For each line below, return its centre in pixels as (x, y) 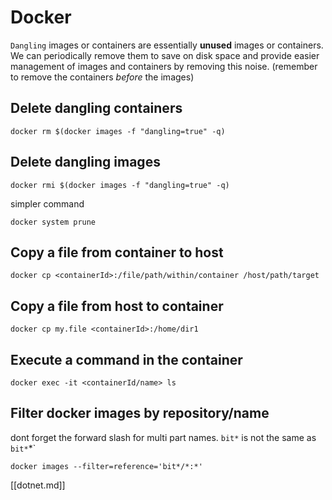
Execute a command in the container (126, 359)
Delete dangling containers (96, 108)
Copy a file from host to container (117, 306)
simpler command (47, 203)
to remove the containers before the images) (102, 77)
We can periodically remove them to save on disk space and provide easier (165, 55)
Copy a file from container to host (117, 252)
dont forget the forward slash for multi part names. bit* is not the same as (163, 437)
